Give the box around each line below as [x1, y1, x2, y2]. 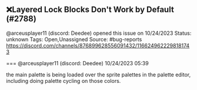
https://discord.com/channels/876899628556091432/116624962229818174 [6, 42, 190, 49]
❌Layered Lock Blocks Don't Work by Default [6, 5, 175, 15]
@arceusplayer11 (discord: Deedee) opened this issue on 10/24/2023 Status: [6, 29, 192, 36]
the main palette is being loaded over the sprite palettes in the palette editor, [6, 71, 191, 78]
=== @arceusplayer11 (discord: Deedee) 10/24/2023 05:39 [6, 59, 149, 66]
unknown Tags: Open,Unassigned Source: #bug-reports [6, 35, 142, 43]
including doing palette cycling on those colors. [6, 77, 121, 84]
